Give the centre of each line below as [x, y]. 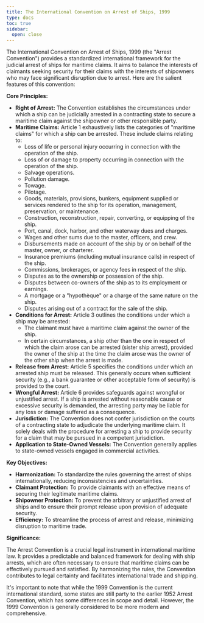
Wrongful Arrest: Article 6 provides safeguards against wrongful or [100, 393]
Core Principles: [27, 96]
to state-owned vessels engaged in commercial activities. [87, 451]
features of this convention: [41, 84]
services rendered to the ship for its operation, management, [100, 205]
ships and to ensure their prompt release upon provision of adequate [101, 507]
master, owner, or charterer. [59, 250]
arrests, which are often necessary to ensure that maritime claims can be [98, 563]
